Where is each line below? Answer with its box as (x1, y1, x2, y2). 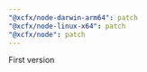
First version (8, 55, 55, 66)
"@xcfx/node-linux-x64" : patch (8, 22, 126, 31)
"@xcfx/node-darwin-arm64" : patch (8, 13, 139, 22)
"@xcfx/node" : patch (8, 30, 87, 39)
